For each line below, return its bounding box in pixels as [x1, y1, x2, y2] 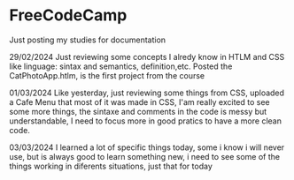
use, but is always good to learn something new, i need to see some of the [9, 151, 281, 161]
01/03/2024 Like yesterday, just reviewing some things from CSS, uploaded [9, 87, 285, 98]
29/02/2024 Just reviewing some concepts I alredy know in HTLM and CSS [9, 51, 285, 62]
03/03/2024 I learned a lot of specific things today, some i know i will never [9, 142, 285, 153]
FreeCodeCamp [9, 5, 128, 26]
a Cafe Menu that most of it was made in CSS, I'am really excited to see [9, 96, 270, 107]
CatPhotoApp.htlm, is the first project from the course [9, 70, 205, 80]
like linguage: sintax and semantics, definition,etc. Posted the [9, 61, 233, 71]
